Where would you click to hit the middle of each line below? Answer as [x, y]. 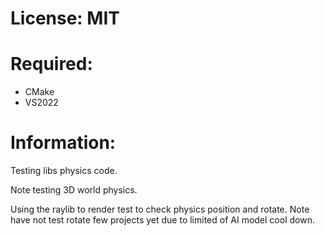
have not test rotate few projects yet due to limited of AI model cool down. [162, 220]
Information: [63, 143]
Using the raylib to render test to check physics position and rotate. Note [160, 209]
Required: [51, 64]
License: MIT [65, 18]
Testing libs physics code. [64, 171]
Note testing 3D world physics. [74, 190]
